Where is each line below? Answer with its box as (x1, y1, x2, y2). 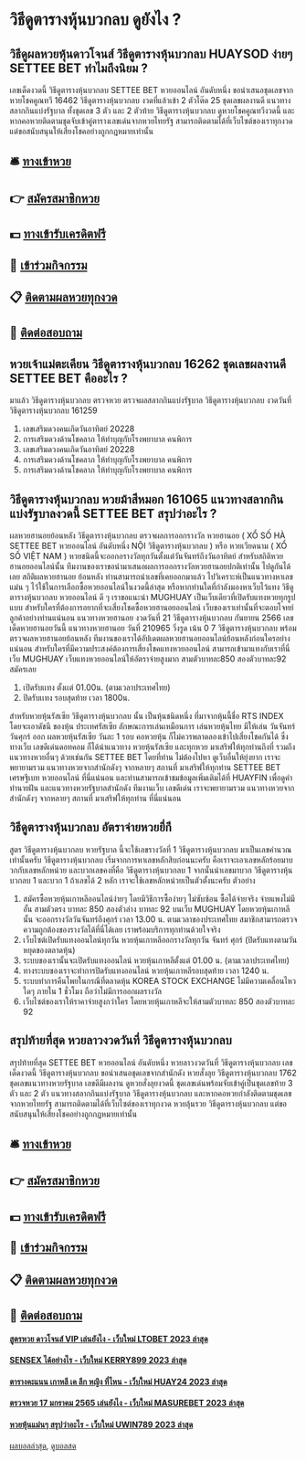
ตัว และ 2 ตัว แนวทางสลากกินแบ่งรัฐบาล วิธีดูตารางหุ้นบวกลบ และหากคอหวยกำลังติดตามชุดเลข (9, 1087, 292, 1098)
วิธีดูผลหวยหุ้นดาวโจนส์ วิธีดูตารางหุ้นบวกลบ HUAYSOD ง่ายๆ (9, 46, 293, 61)
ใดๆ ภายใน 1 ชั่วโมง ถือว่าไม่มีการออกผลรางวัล (22, 985, 163, 996)
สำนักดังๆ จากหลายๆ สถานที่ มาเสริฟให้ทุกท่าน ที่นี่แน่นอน (9, 792, 182, 803)
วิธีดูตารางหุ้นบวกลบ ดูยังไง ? (9, 9, 182, 30)
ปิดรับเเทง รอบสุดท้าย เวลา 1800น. (22, 692, 131, 703)
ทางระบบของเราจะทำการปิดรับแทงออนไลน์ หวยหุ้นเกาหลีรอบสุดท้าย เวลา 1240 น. (22, 965, 269, 976)
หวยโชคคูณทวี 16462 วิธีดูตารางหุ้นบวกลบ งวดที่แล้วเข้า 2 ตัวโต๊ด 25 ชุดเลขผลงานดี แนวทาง (9, 95, 291, 105)
